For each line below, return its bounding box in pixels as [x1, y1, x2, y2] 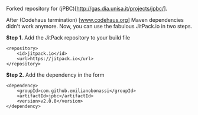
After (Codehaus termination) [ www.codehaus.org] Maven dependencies [6, 17, 184, 23]
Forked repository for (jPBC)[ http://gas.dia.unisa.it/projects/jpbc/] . [6, 5, 167, 12]
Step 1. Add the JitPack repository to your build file [6, 34, 130, 41]
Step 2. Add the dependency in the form [6, 71, 105, 78]
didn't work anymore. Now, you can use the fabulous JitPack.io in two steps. [6, 23, 193, 29]
